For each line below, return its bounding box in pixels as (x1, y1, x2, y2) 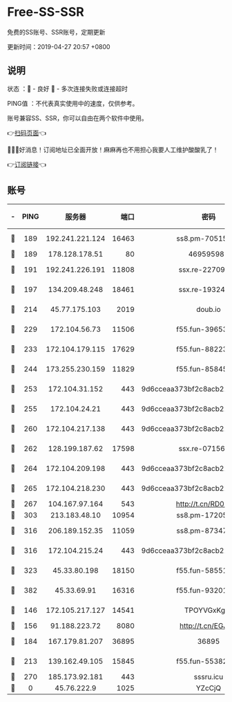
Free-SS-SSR (7, 4, 84, 20)
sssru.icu (193, 672, 224, 681)
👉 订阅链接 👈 (7, 160, 47, 168)
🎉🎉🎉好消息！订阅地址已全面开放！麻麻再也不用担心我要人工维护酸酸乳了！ (7, 145, 219, 154)
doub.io (196, 304, 221, 314)
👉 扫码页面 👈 (7, 129, 47, 137)
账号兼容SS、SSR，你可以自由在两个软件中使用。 (7, 113, 148, 122)
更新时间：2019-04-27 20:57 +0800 (7, 42, 110, 50)
